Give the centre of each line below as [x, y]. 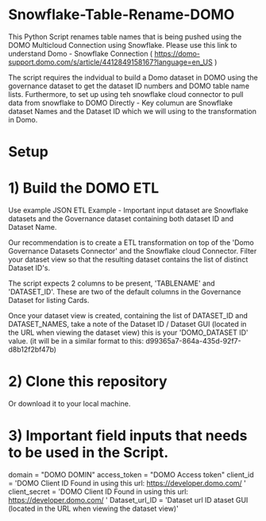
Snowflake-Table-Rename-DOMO [121, 15]
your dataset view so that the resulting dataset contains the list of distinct [128, 259]
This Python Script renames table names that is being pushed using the [125, 37]
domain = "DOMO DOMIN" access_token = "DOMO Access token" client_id [131, 474]
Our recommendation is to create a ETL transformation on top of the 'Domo [131, 243]
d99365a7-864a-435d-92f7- [193, 341]
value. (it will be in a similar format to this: [76, 341]
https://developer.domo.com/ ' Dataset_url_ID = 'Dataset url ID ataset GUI [128, 500]
